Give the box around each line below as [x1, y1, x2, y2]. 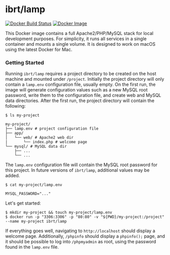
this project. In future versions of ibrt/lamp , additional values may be [5, 167, 150, 173]
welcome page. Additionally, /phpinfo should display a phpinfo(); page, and [5, 233, 165, 239]
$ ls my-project [5, 113, 40, 118]
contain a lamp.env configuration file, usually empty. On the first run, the [5, 81, 156, 87]
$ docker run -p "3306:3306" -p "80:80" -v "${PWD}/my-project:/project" [5, 214, 165, 219]
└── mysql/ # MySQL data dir [5, 144, 67, 149]
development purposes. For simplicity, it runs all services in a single [5, 36, 147, 42]
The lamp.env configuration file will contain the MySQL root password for [5, 162, 158, 168]
